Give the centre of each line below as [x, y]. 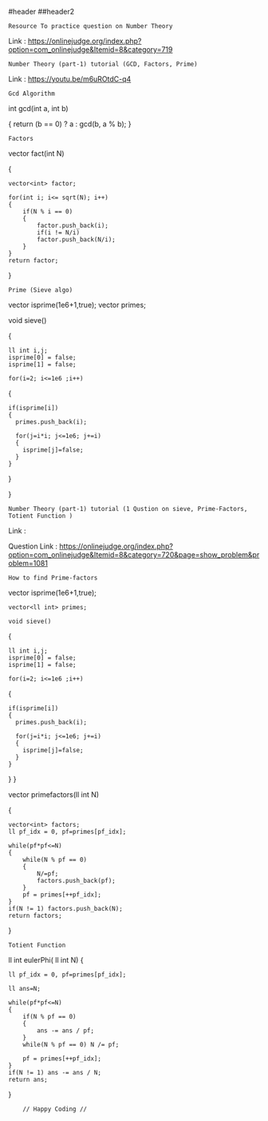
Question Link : [33, 546]
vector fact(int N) [37, 154]
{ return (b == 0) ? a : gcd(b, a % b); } [70, 124]
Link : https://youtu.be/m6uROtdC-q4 [70, 79]
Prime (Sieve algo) [41, 290]
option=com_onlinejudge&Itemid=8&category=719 [91, 50]
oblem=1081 [28, 563]
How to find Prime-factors [53, 578]
